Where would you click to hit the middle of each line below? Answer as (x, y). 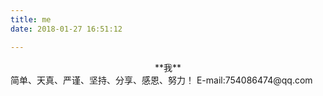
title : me (31, 19)
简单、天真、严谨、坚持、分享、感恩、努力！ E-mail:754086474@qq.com (161, 80)
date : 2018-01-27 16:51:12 (66, 29)
